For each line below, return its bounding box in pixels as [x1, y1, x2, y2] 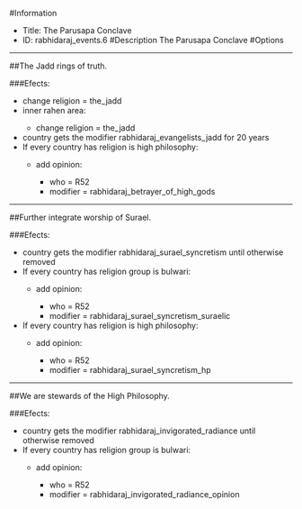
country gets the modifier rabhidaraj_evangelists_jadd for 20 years [22, 132, 270, 142]
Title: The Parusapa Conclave [22, 25, 132, 35]
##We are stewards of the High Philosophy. [9, 391, 171, 401]
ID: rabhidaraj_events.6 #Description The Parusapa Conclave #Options [22, 35, 285, 45]
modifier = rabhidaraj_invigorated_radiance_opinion [49, 489, 240, 499]
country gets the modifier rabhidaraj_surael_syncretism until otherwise [22, 247, 284, 258]
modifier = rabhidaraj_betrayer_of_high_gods [49, 186, 216, 196]
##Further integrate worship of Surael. [9, 212, 151, 223]
